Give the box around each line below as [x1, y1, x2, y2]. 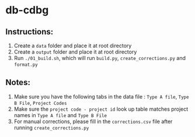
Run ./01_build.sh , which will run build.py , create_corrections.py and [13, 55, 186, 61]
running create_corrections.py [13, 124, 89, 131]
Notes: [5, 78, 30, 87]
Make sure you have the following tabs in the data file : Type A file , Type [13, 93, 189, 100]
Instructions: [5, 27, 54, 37]
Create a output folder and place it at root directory [13, 48, 137, 55]
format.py [13, 62, 39, 68]
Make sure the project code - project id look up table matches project [13, 106, 189, 113]
